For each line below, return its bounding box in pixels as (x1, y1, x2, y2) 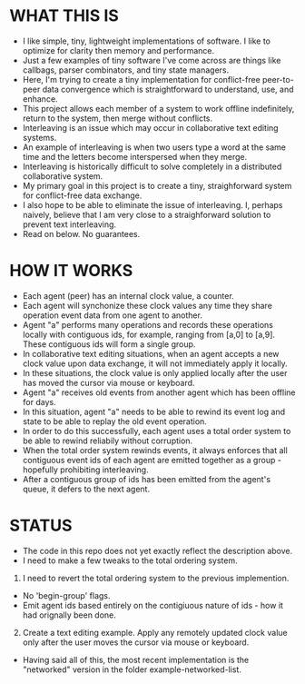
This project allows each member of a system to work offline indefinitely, (22, 103, 295, 114)
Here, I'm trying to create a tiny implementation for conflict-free (22, 74, 261, 84)
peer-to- (261, 74, 295, 84)
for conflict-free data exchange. (22, 190, 143, 201)
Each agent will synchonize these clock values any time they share (22, 300, 272, 311)
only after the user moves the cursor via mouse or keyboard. (22, 637, 250, 648)
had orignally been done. (22, 610, 116, 620)
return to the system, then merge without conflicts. (22, 113, 213, 124)
